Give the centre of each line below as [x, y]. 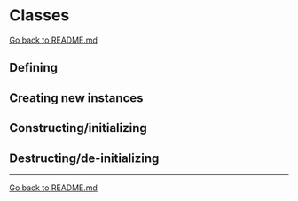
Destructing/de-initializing [84, 158]
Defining [34, 68]
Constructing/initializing [78, 128]
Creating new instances [76, 98]
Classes [39, 15]
